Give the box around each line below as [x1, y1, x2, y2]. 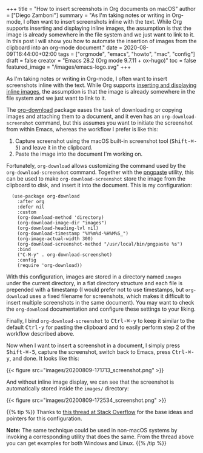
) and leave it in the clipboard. [18, 144, 93, 151]
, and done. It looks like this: [9, 355, 80, 362]
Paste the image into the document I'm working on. [15, 150, 143, 157]
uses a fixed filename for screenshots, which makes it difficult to [29, 292, 191, 300]
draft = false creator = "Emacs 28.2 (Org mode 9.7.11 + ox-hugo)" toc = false [6, 57, 196, 64]
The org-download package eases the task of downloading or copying [6, 106, 182, 113]
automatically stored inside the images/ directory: [6, 385, 129, 392]
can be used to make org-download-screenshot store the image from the [6, 175, 186, 182]
